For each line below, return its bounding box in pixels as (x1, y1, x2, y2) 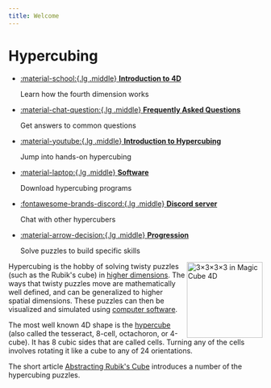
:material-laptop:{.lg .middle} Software (19, 167, 149, 177)
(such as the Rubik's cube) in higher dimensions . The (8, 270, 186, 280)
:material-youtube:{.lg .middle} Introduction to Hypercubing (19, 136, 222, 145)
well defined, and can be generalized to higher (8, 287, 163, 297)
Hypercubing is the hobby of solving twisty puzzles (8, 261, 179, 271)
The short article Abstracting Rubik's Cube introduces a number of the (8, 361, 243, 371)
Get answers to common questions (19, 120, 137, 130)
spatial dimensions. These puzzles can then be (8, 296, 165, 306)
